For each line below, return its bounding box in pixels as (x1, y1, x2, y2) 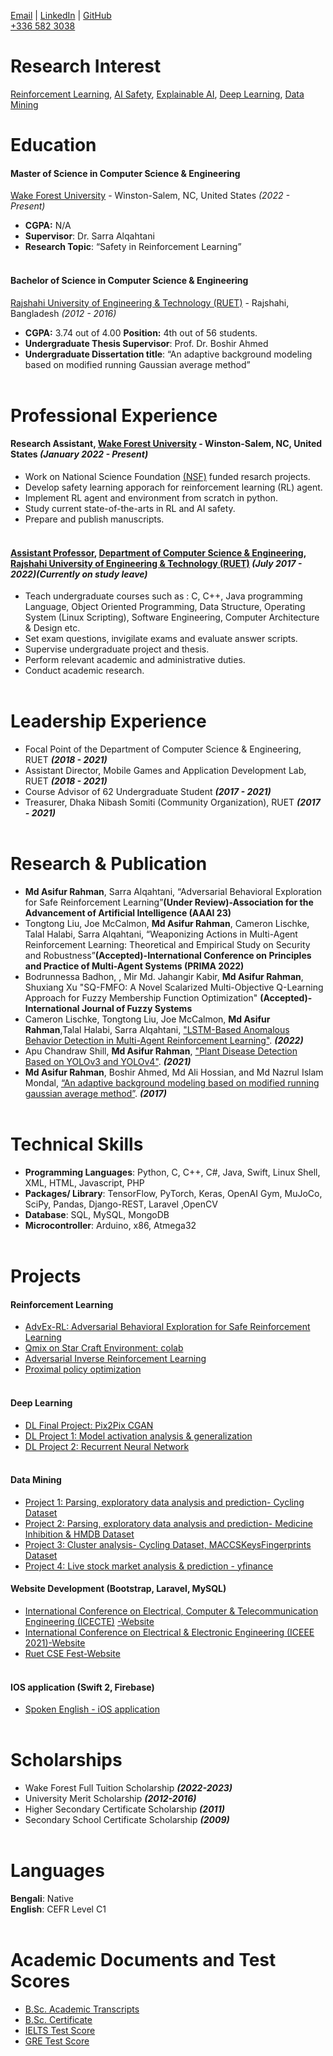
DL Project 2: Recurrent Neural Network (24, 1440, 190, 1452)
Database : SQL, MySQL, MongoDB (24, 1208, 170, 1220)
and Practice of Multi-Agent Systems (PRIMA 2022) (24, 960, 245, 972)
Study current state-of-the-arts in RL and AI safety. (24, 502, 236, 514)
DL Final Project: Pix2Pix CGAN (24, 1419, 154, 1431)
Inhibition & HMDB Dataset (24, 1528, 135, 1540)
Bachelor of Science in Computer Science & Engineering (10, 274, 249, 286)
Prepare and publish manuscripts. (24, 513, 165, 525)
